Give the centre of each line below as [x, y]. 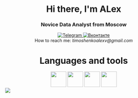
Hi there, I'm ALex [84, 9]
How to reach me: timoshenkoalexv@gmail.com [84, 41]
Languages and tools [84, 61]
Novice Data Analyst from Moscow [84, 25]
